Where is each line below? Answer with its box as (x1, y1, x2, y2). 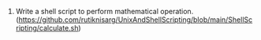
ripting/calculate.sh (15, 24, 79, 32)
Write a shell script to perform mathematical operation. (15, 7, 194, 16)
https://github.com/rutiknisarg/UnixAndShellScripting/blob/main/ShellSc (18, 15, 253, 24)
